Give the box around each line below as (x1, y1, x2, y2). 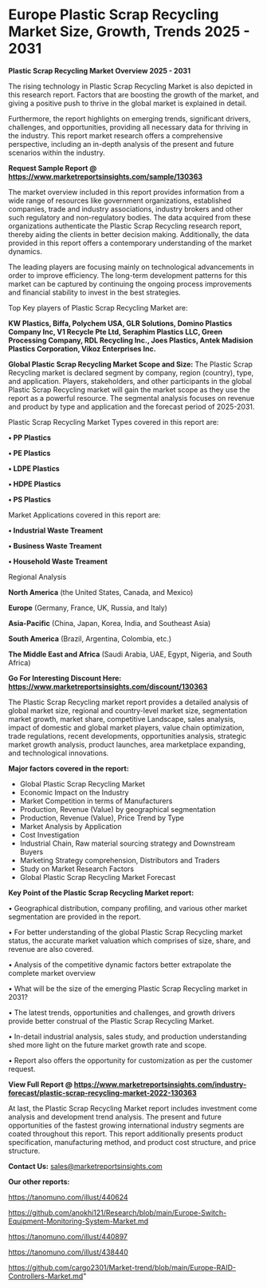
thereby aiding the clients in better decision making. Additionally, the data (8, 229, 249, 239)
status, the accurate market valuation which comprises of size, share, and (8, 936, 251, 945)
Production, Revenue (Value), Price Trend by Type (19, 813, 185, 822)
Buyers (19, 846, 44, 856)
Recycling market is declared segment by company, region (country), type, (8, 367, 254, 377)
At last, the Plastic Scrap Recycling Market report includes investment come (8, 1104, 257, 1113)
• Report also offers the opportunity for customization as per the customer (8, 1056, 253, 1065)
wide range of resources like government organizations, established (8, 196, 232, 205)
